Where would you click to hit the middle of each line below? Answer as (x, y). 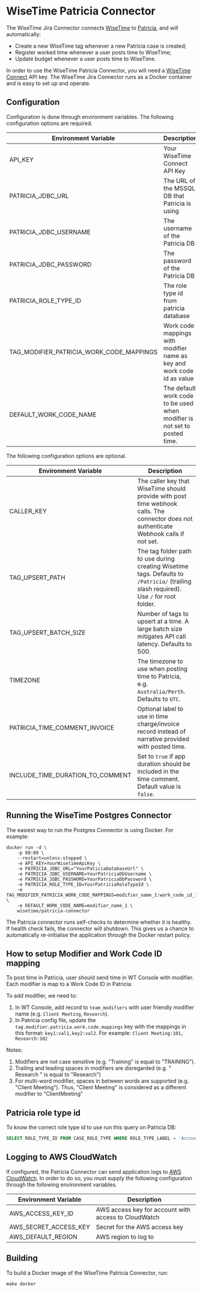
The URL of (179, 180)
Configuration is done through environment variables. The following (90, 116)
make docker (21, 1284)
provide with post (162, 496)
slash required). (159, 588)
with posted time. (162, 746)
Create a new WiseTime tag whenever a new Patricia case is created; (101, 46)
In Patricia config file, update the (55, 1020)
